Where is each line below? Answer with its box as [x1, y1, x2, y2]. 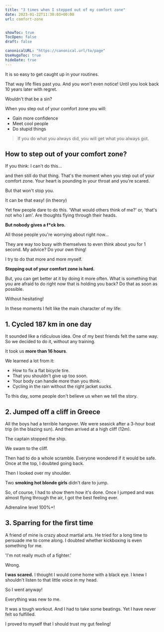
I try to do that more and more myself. [5, 256, 83, 262]
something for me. [5, 542, 43, 549]
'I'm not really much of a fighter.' [5, 552, 72, 558]
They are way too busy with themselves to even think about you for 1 [5, 241, 146, 247]
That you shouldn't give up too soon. [12, 373, 88, 379]
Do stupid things [12, 126, 46, 132]
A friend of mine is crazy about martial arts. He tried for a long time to [5, 532, 148, 538]
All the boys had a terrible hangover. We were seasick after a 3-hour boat [5, 421, 156, 427]
